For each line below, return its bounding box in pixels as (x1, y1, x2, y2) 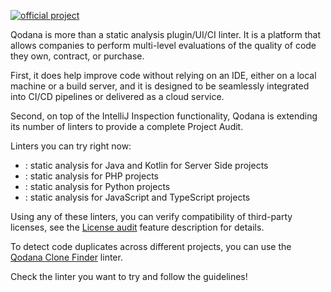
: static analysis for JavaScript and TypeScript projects (24, 191, 251, 203)
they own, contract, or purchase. (10, 50, 145, 62)
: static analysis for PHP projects (24, 170, 159, 182)
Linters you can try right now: (10, 140, 132, 152)
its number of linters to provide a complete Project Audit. (10, 121, 244, 132)
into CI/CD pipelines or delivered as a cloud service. (10, 91, 225, 102)
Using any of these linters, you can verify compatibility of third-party (10, 211, 293, 222)
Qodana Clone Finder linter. (10, 251, 123, 263)
